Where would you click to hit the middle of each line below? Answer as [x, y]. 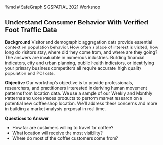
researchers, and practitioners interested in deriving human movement [76, 88]
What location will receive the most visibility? [57, 133]
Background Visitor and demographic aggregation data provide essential [79, 42]
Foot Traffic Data [31, 30]
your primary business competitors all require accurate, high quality [73, 68]
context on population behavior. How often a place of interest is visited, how [82, 47]
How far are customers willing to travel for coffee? [63, 127]
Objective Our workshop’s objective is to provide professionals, [69, 82]
